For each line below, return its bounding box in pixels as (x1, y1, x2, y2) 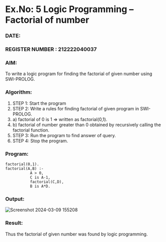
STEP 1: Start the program (12, 100, 66, 106)
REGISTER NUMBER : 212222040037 (5, 46, 97, 53)
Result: (5, 219, 23, 226)
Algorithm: (5, 89, 32, 96)
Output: (5, 195, 25, 202)
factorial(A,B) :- (5, 166, 44, 171)
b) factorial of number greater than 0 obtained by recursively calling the (12, 122, 161, 128)
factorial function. (12, 127, 49, 133)
